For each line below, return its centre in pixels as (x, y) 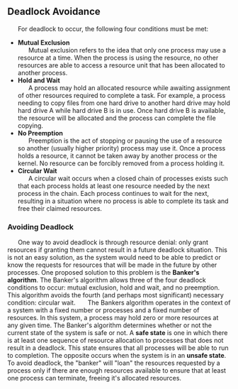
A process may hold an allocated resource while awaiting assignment (129, 87)
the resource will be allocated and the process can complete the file (117, 118)
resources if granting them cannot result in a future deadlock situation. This (118, 250)
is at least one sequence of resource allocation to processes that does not (115, 341)
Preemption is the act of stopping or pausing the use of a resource (125, 141)
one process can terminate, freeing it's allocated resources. (95, 378)
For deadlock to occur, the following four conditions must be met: (113, 28)
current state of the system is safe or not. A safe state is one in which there (118, 333)
